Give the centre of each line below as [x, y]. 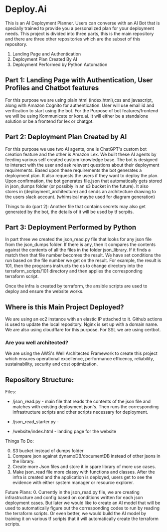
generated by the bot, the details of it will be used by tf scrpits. [70, 212]
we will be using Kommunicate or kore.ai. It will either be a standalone [77, 116]
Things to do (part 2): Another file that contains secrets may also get [76, 206]
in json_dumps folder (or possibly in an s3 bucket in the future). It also [77, 186]
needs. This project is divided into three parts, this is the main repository [80, 33]
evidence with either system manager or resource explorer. [73, 483]
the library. [23, 461]
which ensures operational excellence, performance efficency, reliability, [80, 359]
